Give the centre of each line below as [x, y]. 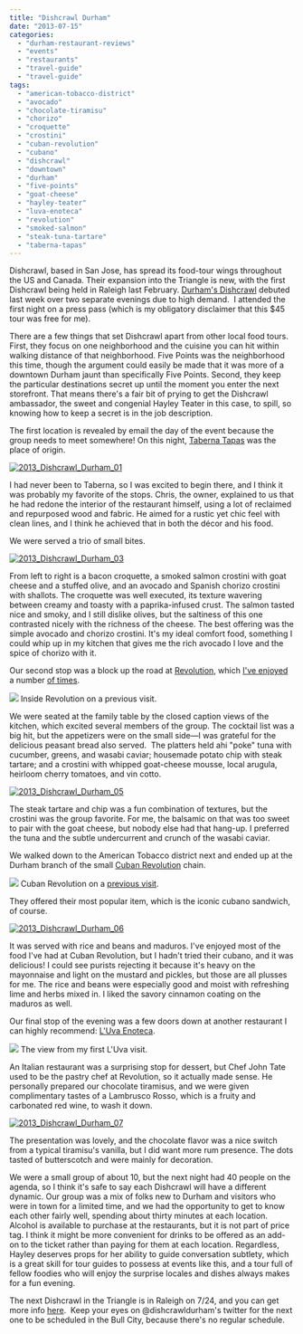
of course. [28, 911]
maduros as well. [41, 1004]
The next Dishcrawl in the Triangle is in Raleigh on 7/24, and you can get [144, 1301]
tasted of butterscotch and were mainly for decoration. [111, 1160]
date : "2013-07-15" [46, 26]
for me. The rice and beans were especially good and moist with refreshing [149, 985]
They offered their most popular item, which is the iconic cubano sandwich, [150, 901]
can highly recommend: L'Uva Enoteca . [82, 1031]
